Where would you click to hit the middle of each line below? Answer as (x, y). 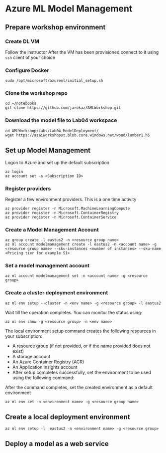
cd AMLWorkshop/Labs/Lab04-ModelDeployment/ (52, 131)
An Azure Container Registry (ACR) (48, 362)
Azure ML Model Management (69, 9)
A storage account (31, 356)
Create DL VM (22, 41)
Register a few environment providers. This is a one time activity (71, 199)
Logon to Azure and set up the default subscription (57, 162)
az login (14, 172)
